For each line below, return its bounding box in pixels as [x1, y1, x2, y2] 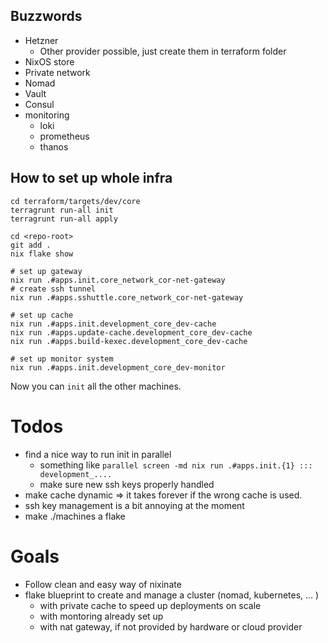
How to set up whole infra [10, 170, 173, 187]
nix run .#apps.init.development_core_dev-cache [10, 319, 217, 329]
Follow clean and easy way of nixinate [24, 578, 182, 590]
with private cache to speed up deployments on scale [39, 599, 262, 611]
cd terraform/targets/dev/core [10, 196, 141, 206]
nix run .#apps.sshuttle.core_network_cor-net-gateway [10, 292, 244, 303]
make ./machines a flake [24, 510, 126, 522]
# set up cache [10, 310, 74, 320]
